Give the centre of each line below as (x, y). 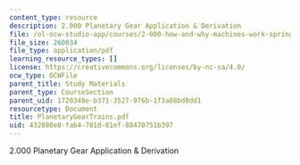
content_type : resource (54, 17)
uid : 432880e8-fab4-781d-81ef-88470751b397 (92, 126)
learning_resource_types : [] (63, 59)
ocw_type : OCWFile (43, 76)
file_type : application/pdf (62, 51)
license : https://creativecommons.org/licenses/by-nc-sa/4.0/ (127, 68)
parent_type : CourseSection (62, 92)
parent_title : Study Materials (67, 84)
